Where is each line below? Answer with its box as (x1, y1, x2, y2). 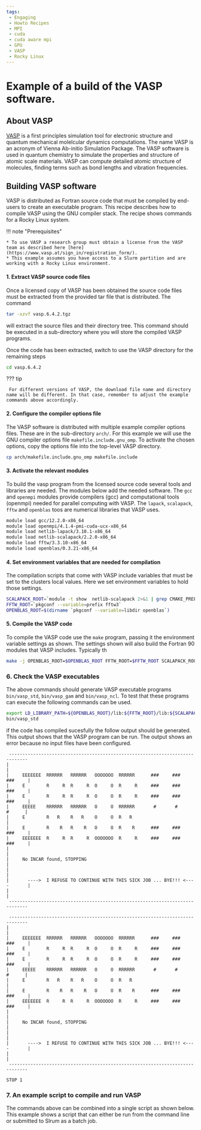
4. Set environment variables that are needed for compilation (6, 558, 161, 565)
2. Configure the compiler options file (6, 410, 102, 417)
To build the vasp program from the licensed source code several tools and (6, 480, 191, 487)
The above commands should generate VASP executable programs (6, 686, 172, 693)
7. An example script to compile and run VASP (6, 1091, 142, 1099)
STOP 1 (6, 1077, 23, 1083)
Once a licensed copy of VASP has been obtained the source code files (6, 287, 182, 294)
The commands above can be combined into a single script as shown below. (6, 1105, 195, 1112)
